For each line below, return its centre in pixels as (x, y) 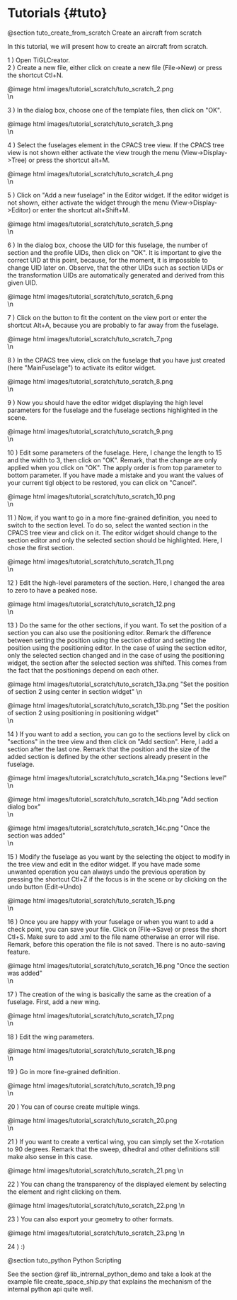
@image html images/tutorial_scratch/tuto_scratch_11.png (91, 561)
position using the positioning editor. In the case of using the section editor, (117, 648)
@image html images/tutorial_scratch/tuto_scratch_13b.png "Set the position (118, 705)
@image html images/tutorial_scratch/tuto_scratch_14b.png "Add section (113, 799)
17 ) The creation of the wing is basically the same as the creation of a (109, 994)
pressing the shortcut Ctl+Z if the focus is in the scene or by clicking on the (117, 879)
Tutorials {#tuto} (57, 13)
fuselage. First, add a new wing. (54, 1002)
